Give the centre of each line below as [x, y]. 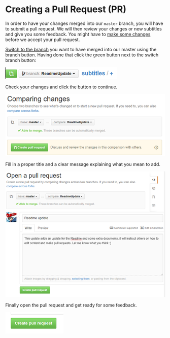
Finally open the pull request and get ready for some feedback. [71, 305]
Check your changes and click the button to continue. [61, 87]
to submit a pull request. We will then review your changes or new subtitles [84, 28]
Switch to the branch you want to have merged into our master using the [81, 49]
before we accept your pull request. [43, 40]
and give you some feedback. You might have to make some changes [78, 34]
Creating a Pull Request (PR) [66, 9]
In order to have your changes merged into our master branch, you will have [84, 23]
